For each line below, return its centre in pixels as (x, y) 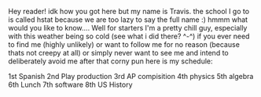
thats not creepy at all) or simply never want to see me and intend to (119, 53)
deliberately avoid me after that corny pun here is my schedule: (111, 61)
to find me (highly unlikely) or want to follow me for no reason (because (124, 45)
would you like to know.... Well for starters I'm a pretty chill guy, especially (128, 28)
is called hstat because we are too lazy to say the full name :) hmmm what (128, 20)
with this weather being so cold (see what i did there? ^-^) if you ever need (129, 36)
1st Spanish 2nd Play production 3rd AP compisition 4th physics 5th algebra (131, 76)
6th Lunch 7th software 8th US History (70, 84)
